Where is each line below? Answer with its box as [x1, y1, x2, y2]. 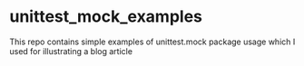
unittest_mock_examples [9, 6, 202, 27]
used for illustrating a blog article [9, 45, 133, 56]
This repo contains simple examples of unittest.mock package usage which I [9, 36, 296, 47]
